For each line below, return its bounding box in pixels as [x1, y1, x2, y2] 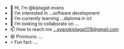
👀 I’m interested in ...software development [10, 10, 100, 16]
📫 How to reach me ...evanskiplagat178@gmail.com [10, 26, 119, 32]
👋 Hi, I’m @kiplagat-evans [10, 5, 64, 10]
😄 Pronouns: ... [10, 33, 43, 39]
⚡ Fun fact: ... [10, 39, 38, 45]
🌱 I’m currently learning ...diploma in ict [10, 15, 92, 21]
